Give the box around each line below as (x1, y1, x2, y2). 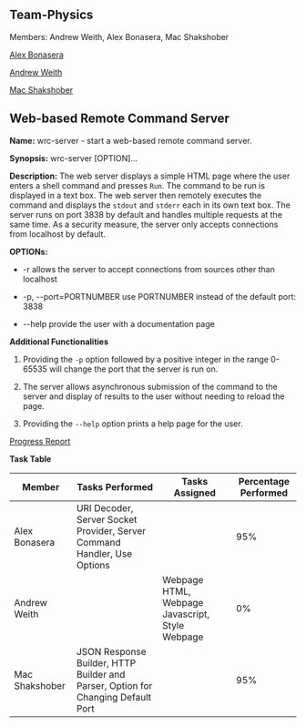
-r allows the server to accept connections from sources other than (22, 263, 275, 274)
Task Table (9, 453, 52, 464)
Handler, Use (76, 547, 133, 559)
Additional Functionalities (9, 336, 109, 347)
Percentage (238, 475, 290, 487)
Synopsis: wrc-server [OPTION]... (9, 152, 138, 163)
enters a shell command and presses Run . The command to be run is (9, 179, 266, 190)
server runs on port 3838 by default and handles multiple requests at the (9, 209, 282, 220)
